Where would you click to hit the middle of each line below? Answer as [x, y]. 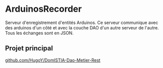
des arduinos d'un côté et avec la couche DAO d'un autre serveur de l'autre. [82, 27]
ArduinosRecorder [43, 9]
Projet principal [29, 48]
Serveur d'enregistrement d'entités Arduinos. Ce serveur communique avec [82, 23]
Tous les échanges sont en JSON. [39, 33]
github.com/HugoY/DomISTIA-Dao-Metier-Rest [53, 60]
